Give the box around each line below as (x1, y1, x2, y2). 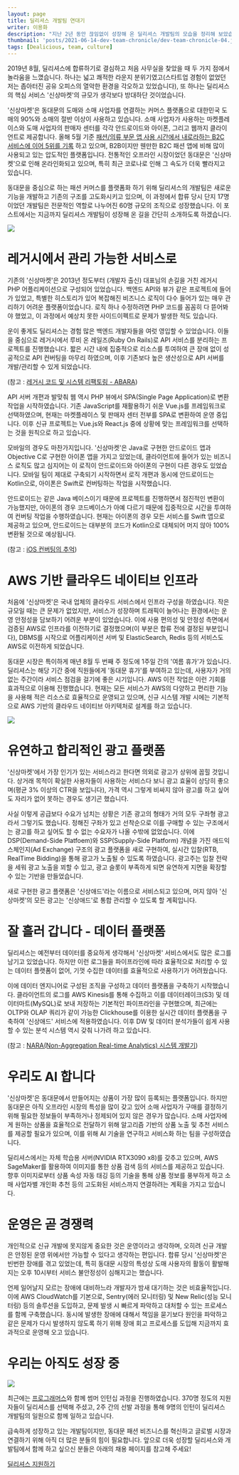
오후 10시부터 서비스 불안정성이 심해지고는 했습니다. (20, 1268, 164, 1276)
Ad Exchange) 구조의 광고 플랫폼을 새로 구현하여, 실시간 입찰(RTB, (32, 845, 219, 854)
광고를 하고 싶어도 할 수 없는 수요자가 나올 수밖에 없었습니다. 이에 (14, 827, 195, 836)
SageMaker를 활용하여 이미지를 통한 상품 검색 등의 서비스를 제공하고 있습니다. (7, 1162, 225, 1171)
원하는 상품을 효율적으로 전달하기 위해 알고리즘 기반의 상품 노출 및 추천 (14, 1120, 211, 1129)
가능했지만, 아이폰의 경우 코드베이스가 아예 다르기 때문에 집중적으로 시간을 (7, 503, 213, 512)
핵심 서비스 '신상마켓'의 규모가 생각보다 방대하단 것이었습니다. (14, 90, 186, 99)
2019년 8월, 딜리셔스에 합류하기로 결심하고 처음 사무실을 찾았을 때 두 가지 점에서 (7, 64, 230, 72)
